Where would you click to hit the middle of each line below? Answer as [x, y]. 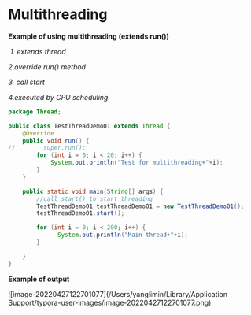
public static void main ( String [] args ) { [93, 191]
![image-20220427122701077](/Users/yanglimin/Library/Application [118, 294]
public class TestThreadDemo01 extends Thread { [89, 126]
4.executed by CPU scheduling [58, 97]
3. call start [27, 82]
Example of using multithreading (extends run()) [89, 36]
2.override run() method [47, 67]
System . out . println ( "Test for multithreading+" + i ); [137, 163]
